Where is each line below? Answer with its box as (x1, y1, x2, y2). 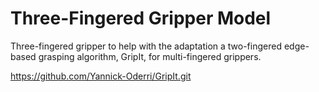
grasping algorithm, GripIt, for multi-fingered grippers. (38, 50, 262, 62)
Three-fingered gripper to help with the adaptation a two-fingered (10, 40, 282, 52)
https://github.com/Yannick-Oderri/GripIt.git (10, 70, 192, 82)
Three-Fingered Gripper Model (10, 7, 272, 30)
